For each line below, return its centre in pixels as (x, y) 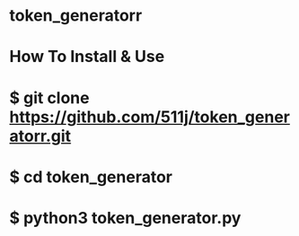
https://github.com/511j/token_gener (149, 117)
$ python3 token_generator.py (125, 218)
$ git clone (49, 97)
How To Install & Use (87, 57)
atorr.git (40, 136)
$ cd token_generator (91, 177)
